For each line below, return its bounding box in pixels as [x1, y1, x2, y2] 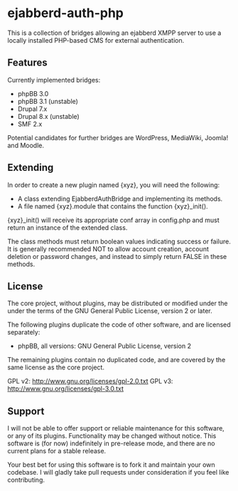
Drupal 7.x [17, 105, 48, 113]
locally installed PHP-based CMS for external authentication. [7, 36, 185, 44]
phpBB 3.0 [17, 89, 49, 97]
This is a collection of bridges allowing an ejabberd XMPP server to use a [7, 28, 222, 37]
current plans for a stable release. [7, 447, 107, 455]
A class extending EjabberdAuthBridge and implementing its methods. [17, 194, 223, 203]
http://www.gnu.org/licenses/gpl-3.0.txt [7, 384, 124, 393]
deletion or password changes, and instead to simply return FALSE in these [7, 252, 227, 260]
